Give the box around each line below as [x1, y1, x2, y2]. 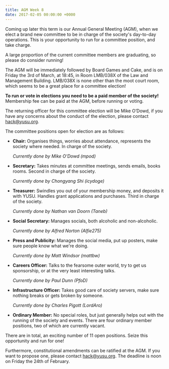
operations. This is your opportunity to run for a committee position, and [5, 36, 155, 43]
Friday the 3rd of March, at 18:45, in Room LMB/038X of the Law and [5, 72, 148, 78]
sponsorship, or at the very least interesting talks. [12, 267, 116, 273]
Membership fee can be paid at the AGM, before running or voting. [5, 98, 144, 104]
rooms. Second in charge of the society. [12, 168, 96, 174]
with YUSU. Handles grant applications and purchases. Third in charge [12, 193, 159, 199]
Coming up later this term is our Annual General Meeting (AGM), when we [5, 26, 158, 32]
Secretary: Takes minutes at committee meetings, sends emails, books [12, 163, 160, 169]
